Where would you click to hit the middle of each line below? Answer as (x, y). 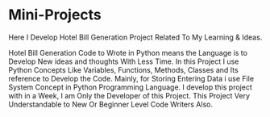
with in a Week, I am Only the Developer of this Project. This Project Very (129, 95)
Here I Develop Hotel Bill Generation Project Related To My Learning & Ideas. (135, 37)
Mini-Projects (55, 15)
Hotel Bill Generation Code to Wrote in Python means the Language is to (128, 52)
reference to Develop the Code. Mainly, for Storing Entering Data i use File (131, 78)
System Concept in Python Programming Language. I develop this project (130, 87)
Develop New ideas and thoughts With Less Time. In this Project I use (124, 61)
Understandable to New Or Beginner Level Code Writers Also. (111, 104)
